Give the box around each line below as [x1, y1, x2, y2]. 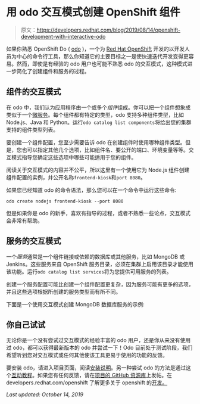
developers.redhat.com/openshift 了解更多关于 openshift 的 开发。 [6, 379, 168, 386]
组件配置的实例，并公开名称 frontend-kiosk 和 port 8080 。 [6, 173, 146, 181]
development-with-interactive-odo [20, 33, 106, 40]
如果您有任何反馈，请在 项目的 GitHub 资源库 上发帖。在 [37, 372, 173, 379]
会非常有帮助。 [6, 217, 43, 224]
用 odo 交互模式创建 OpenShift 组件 [6, 5, 180, 19]
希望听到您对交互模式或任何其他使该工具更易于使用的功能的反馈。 [6, 352, 168, 359]
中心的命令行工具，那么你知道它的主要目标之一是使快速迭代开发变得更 [16, 52, 189, 60]
